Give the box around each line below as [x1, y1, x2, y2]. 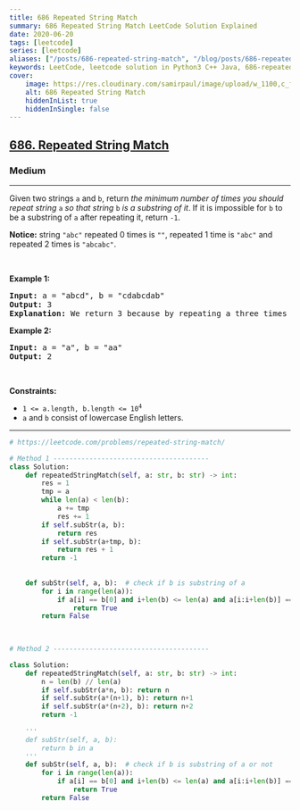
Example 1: [9, 273, 51, 284]
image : [25, 79, 50, 88]
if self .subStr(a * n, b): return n [41, 685, 170, 695]
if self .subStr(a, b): [41, 520, 126, 530]
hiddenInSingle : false [25, 104, 110, 113]
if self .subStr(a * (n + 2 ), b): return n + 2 [41, 702, 194, 711]
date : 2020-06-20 [9, 29, 74, 38]
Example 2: [9, 325, 52, 336]
